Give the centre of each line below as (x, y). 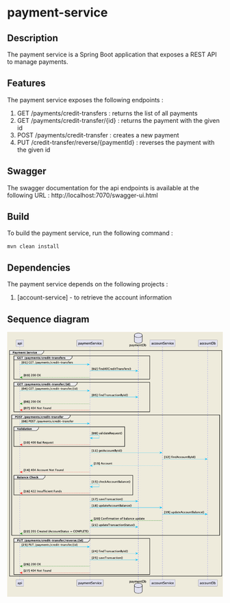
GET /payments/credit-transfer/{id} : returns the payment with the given (118, 120)
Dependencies (39, 268)
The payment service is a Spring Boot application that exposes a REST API (112, 54)
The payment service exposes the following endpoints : (85, 100)
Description (33, 38)
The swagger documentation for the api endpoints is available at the (103, 187)
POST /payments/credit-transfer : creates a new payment (98, 135)
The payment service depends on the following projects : (88, 284)
